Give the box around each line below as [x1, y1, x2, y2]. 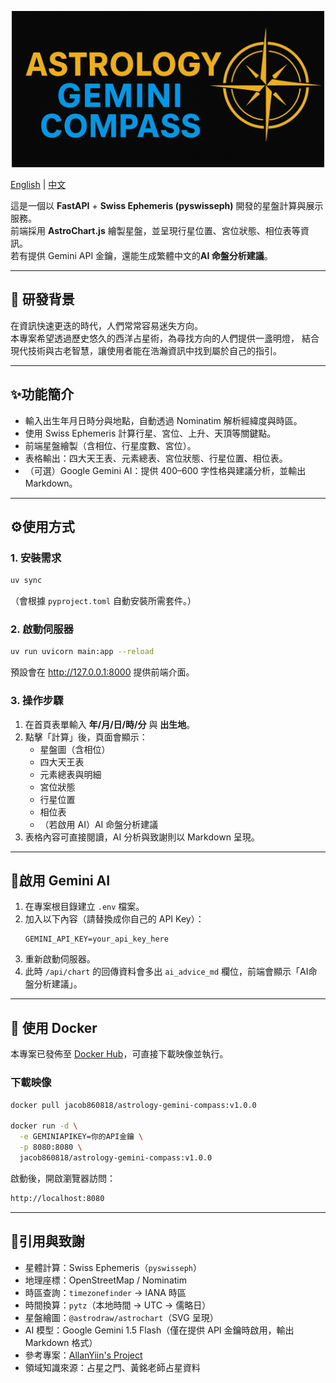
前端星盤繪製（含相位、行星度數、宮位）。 [24, 439, 197, 451]
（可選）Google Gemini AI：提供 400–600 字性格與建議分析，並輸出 [24, 464, 307, 476]
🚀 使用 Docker [10, 1019, 98, 1036]
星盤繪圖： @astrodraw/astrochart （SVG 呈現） [24, 1311, 219, 1323]
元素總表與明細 [39, 768, 102, 780]
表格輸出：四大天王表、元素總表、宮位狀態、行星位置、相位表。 [24, 452, 288, 464]
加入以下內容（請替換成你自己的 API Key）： [24, 913, 205, 925]
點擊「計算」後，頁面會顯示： [24, 731, 148, 743]
